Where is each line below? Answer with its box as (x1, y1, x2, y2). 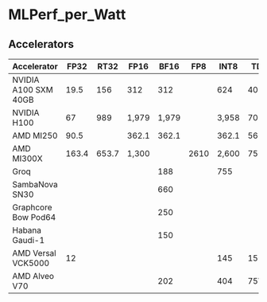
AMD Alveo (12, 271, 54, 281)
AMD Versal (12, 248, 57, 258)
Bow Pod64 (12, 212, 56, 222)
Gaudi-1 (12, 235, 45, 245)
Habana (12, 225, 42, 236)
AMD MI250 (12, 130, 58, 141)
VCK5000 (12, 257, 50, 269)
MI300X (12, 153, 43, 164)
